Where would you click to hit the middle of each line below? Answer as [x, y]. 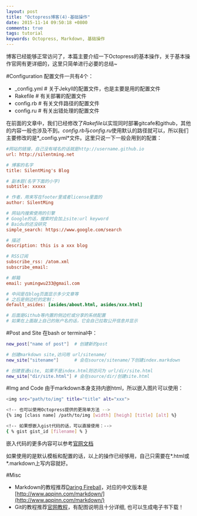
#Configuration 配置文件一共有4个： [50, 76]
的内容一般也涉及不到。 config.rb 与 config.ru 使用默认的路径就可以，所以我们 [97, 130]
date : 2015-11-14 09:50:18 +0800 [47, 22]
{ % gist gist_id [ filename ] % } [47, 431]
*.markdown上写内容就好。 [39, 463]
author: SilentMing [30, 203]
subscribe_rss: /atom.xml [38, 262]
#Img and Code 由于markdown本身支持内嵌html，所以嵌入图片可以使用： [95, 388]
